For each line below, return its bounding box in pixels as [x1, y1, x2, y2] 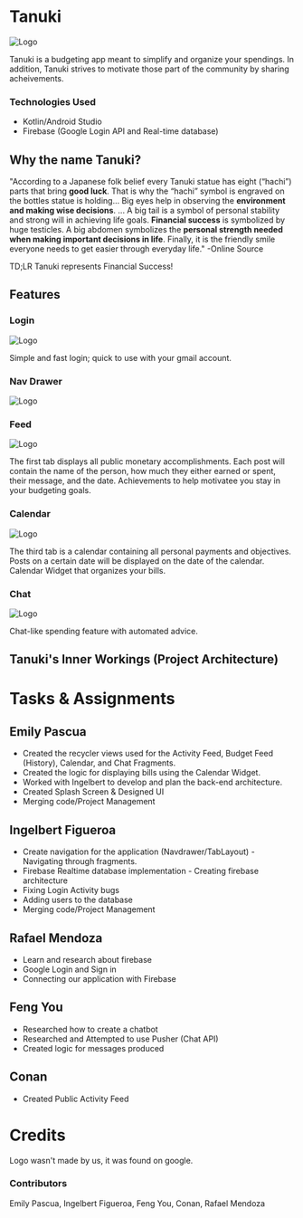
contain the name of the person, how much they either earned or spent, [9, 466, 276, 477]
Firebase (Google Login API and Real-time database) [22, 126, 219, 137]
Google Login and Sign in [22, 964, 118, 975]
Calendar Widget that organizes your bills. [9, 565, 166, 576]
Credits [9, 1125, 66, 1146]
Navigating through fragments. [22, 856, 137, 867]
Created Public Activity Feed [22, 1093, 129, 1104]
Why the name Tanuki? [9, 152, 142, 167]
